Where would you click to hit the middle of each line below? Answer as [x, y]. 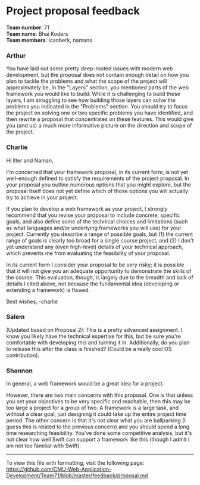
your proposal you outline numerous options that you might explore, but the [99, 184]
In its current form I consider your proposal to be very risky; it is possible [95, 265]
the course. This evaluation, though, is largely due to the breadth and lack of [100, 277]
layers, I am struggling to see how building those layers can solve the [91, 100]
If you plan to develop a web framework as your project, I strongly [87, 209]
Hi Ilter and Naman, [30, 160]
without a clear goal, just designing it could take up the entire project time [96, 414]
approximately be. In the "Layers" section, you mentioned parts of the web [98, 88]
